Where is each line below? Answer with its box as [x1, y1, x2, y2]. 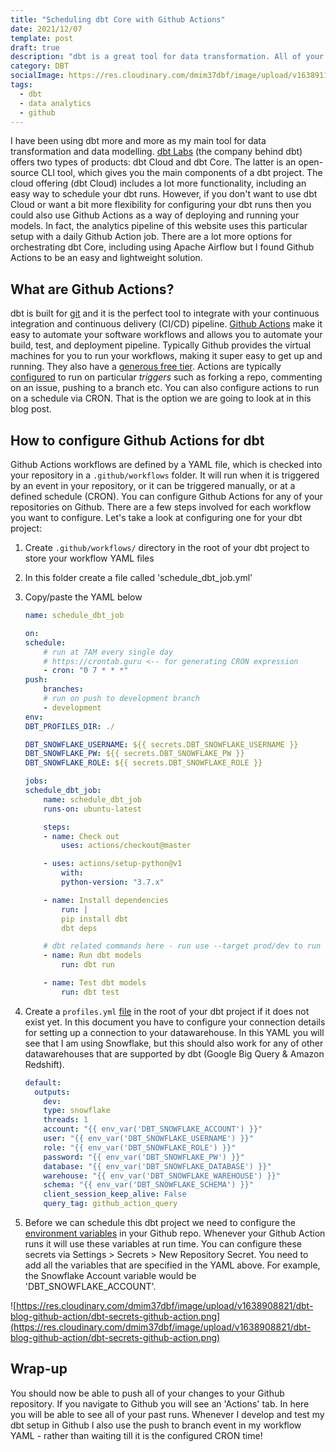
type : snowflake [43, 1106, 111, 1116]
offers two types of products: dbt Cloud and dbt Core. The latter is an [10, 156, 297, 168]
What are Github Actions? [10, 281, 175, 298]
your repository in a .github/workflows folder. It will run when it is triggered [10, 469, 320, 481]
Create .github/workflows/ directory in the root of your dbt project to [24, 542, 310, 553]
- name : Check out [43, 831, 120, 841]
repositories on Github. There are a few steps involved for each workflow [10, 501, 312, 513]
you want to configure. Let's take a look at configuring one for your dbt [10, 512, 303, 523]
